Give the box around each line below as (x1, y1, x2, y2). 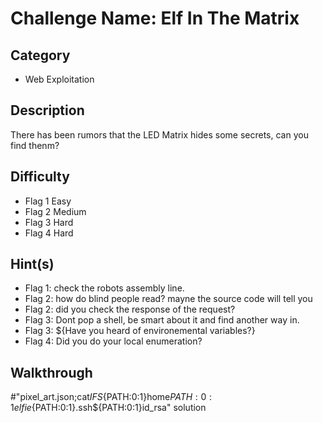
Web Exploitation (24, 73, 95, 85)
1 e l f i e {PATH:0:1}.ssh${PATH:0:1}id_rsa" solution (10, 402, 207, 414)
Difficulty (10, 168, 70, 186)
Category (10, 47, 71, 64)
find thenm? (10, 139, 60, 151)
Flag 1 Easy (24, 195, 72, 207)
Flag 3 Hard (24, 216, 74, 228)
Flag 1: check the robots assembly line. (24, 282, 185, 294)
